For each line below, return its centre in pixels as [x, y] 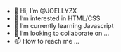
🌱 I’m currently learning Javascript [64, 26]
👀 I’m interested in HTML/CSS [57, 18]
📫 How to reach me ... [46, 41]
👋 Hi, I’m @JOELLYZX [45, 11]
